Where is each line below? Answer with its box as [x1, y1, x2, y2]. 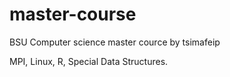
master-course [9, 3, 137, 26]
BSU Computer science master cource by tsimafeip [9, 36, 221, 48]
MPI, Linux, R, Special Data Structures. [9, 55, 169, 67]
